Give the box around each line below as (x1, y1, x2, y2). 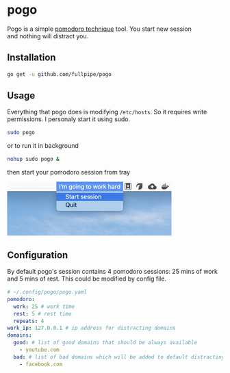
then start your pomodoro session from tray (7, 168, 131, 177)
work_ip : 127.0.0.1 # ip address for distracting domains (7, 324, 176, 332)
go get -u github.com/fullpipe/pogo (7, 70, 112, 77)
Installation (7, 52, 56, 64)
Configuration (7, 249, 68, 261)
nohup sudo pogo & (7, 156, 60, 163)
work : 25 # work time (13, 303, 75, 310)
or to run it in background (7, 142, 79, 150)
